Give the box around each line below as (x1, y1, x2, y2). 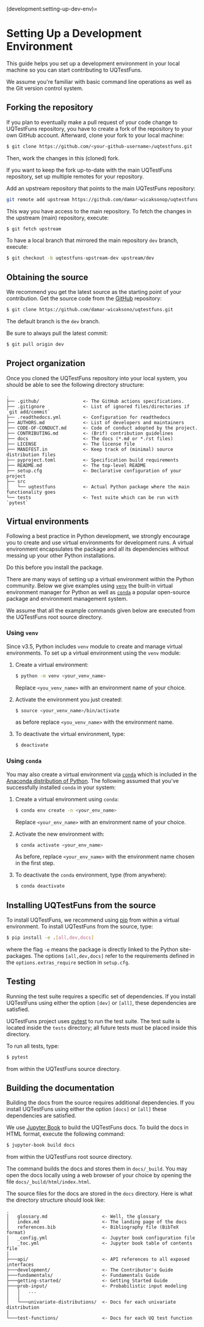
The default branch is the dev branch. (6, 317, 100, 325)
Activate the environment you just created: (15, 696, 123, 703)
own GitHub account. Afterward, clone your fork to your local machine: (6, 131, 184, 139)
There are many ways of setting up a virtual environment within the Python (6, 576, 194, 583)
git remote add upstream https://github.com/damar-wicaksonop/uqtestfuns (6, 196, 199, 202)
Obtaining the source (6, 272, 89, 282)
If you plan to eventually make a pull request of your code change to (6, 119, 178, 126)
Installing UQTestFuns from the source (6, 900, 156, 910)
